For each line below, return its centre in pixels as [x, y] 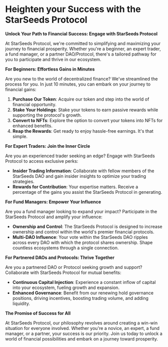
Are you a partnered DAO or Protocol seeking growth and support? [74, 267]
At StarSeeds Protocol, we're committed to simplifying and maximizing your [83, 43]
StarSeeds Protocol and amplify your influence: [54, 217]
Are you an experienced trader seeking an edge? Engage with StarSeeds [80, 156]
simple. [20, 136]
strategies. [23, 181]
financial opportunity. [34, 104]
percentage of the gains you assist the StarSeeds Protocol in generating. [87, 192]
